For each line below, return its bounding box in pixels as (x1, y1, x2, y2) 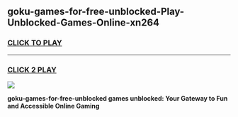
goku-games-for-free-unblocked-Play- (7, 6, 185, 18)
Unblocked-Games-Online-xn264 (7, 17, 159, 29)
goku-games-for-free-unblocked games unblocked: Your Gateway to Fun (7, 94, 228, 102)
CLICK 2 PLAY (7, 65, 57, 74)
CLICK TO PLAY (7, 38, 62, 48)
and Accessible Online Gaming (7, 101, 100, 110)
